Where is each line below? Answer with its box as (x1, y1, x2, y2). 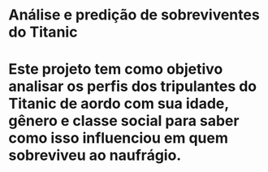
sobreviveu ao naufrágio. (8, 146, 182, 165)
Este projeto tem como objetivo (8, 60, 223, 79)
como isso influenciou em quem (8, 129, 229, 148)
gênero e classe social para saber (8, 112, 240, 131)
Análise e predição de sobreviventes (8, 6, 260, 24)
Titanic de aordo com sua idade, (8, 95, 229, 113)
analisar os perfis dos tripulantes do (8, 77, 257, 96)
